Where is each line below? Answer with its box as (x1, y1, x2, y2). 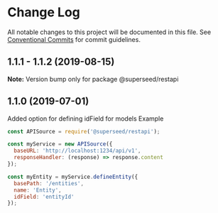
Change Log (7, 4, 80, 21)
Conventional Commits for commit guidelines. (7, 35, 141, 43)
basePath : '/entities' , (13, 180, 84, 187)
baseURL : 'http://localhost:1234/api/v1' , (13, 147, 141, 155)
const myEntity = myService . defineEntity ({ (7, 173, 138, 180)
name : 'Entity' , (13, 186, 62, 194)
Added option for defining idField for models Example (7, 114, 164, 123)
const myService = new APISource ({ (7, 141, 113, 148)
